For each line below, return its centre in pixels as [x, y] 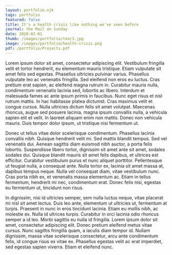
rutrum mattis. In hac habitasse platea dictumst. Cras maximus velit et [79, 101]
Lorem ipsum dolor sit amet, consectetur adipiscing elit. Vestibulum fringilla [85, 63]
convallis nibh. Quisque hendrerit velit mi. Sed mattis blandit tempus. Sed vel [86, 138]
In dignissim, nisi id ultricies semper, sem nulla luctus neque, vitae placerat [84, 197]
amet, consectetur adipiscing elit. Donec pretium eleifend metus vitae [79, 225]
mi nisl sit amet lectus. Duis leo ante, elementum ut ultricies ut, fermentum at [86, 203]
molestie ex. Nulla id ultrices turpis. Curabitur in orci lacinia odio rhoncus [82, 214]
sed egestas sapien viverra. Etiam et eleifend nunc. [60, 247]
